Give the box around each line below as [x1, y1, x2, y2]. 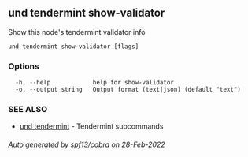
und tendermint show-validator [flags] [8, 43, 139, 50]
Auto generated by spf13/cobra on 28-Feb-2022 [8, 140, 165, 149]
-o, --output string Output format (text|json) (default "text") [15, 86, 242, 94]
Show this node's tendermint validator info [8, 27, 146, 36]
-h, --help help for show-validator [15, 79, 175, 87]
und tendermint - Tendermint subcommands [19, 121, 164, 131]
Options [8, 61, 39, 72]
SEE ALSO [8, 104, 48, 115]
